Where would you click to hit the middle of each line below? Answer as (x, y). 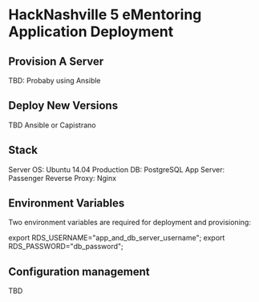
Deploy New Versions (63, 106)
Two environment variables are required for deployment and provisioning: (129, 223)
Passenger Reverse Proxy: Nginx (63, 178)
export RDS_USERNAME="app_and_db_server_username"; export (117, 238)
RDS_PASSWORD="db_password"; (66, 247)
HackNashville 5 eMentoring (105, 15)
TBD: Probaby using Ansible (55, 81)
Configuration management (79, 271)
